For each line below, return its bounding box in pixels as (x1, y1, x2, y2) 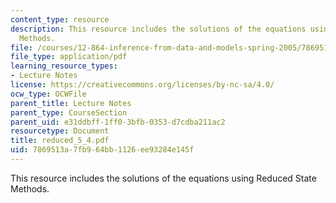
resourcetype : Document (10, 126, 110, 136)
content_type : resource (10, 14, 110, 25)
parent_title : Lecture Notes (10, 98, 132, 108)
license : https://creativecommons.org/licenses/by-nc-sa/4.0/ (10, 80, 275, 90)
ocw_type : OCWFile (10, 89, 87, 99)
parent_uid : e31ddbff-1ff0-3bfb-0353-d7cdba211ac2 (10, 117, 226, 127)
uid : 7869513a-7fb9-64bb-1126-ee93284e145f (10, 145, 195, 155)
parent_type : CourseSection (10, 107, 128, 118)
